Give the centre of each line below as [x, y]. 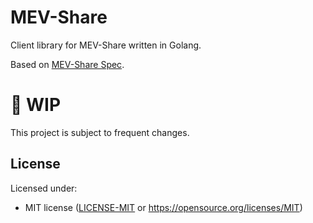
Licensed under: [44, 188]
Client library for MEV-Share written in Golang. [106, 45]
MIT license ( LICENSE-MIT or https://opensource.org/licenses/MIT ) [163, 207]
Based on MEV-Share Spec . [67, 64]
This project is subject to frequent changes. [100, 132]
